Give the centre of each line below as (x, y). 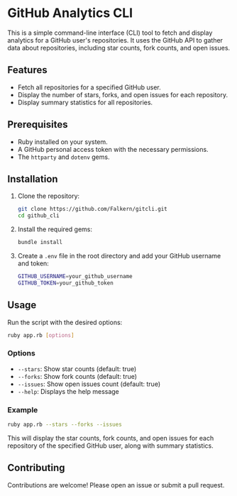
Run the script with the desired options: (65, 322)
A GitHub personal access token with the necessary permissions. (113, 149)
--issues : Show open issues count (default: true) (89, 384)
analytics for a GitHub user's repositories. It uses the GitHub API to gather (115, 40)
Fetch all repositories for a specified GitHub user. (89, 87)
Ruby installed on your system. (62, 142)
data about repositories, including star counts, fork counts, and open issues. (119, 48)
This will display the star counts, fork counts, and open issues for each (111, 438)
